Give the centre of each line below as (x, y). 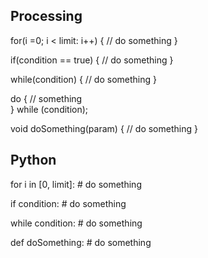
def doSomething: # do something (81, 242)
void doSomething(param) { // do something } (104, 128)
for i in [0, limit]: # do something (76, 184)
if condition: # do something (68, 203)
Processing (46, 16)
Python (33, 160)
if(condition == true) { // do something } (92, 60)
